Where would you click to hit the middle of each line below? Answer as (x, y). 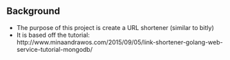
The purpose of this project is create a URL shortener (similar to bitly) (115, 27)
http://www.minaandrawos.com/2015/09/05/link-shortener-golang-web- (119, 42)
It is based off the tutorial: (53, 35)
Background (33, 11)
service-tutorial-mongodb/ (54, 49)
